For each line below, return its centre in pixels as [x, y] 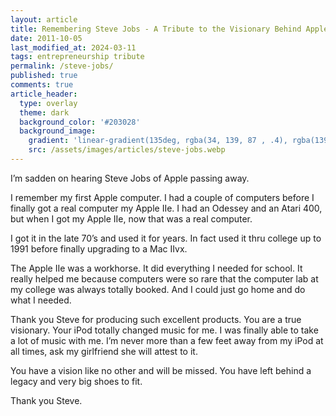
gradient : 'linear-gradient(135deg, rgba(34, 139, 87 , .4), [158, 141]
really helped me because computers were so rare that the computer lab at [164, 278]
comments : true [42, 85]
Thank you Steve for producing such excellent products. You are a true [156, 319]
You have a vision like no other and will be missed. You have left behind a [161, 370]
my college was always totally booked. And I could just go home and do [158, 289]
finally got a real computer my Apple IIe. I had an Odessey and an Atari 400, [166, 208]
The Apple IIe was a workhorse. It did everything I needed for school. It [156, 268]
